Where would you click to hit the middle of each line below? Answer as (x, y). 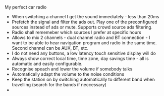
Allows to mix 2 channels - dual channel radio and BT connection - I (81, 37)
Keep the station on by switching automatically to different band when (83, 79)
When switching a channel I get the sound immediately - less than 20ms (85, 16)
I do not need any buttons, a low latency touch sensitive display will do (84, 53)
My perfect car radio (26, 7)
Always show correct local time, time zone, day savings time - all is (80, 58)
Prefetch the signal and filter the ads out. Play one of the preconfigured (84, 22)
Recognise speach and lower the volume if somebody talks (72, 69)
